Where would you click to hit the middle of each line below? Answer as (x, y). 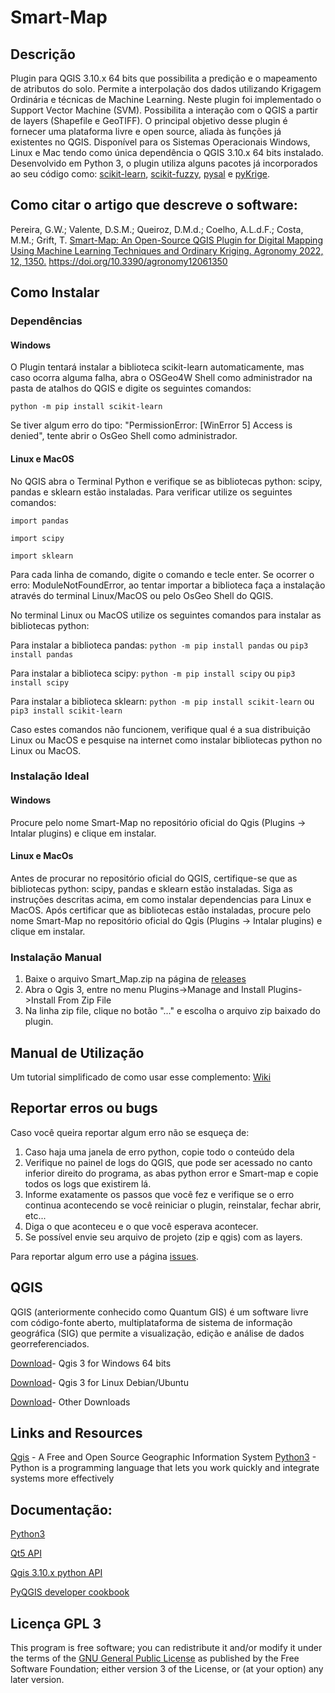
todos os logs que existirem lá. (88, 1183)
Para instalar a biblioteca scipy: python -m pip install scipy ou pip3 (153, 673)
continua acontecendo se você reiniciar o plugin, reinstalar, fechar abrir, (173, 1205)
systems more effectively (62, 1478)
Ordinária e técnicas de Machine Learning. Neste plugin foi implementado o (166, 99)
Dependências (46, 321)
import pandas (40, 521)
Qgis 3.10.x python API (56, 1573)
